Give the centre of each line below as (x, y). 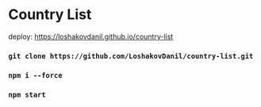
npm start (27, 94)
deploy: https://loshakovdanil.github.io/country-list (91, 36)
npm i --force (35, 75)
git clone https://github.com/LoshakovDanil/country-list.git (131, 56)
